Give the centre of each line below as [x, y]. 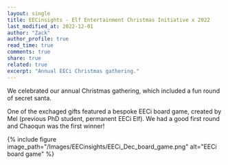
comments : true [29, 52]
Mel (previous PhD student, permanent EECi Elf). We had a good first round [113, 118]
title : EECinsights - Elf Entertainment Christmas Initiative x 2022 [109, 20]
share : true [24, 58]
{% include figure [32, 139]
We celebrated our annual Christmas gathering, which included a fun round [114, 91]
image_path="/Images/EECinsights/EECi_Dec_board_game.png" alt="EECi [112, 146]
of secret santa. [29, 98]
